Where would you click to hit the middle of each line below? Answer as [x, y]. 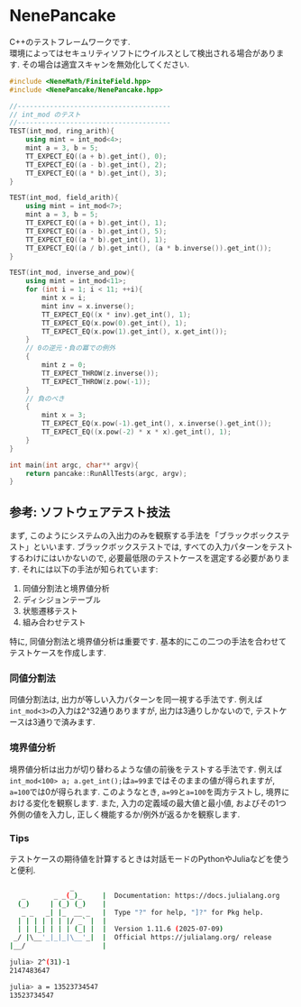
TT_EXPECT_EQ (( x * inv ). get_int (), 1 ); [117, 315]
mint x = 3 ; [64, 416]
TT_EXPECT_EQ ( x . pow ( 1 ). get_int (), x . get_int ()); [135, 331]
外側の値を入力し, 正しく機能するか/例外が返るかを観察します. [125, 814]
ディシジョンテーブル [61, 600]
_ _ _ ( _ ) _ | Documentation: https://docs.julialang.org [150, 895]
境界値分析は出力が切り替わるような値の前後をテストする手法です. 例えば [146, 769]
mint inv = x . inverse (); [88, 306]
